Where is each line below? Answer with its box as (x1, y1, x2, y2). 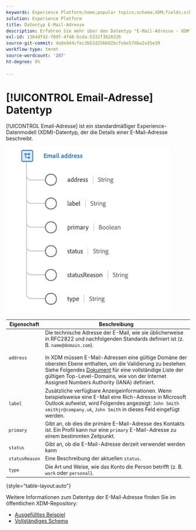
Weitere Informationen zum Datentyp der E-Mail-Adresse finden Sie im (6, 494, 176, 501)
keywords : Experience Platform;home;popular (6, 9, 116, 15)
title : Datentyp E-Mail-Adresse (6, 22, 85, 27)
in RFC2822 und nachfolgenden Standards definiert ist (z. (44, 335, 184, 342)
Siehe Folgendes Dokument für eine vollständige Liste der (44, 366, 184, 374)
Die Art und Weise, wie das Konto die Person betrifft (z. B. (44, 463, 183, 470)
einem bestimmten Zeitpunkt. (44, 432, 116, 439)
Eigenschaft (9, 321, 40, 328)
